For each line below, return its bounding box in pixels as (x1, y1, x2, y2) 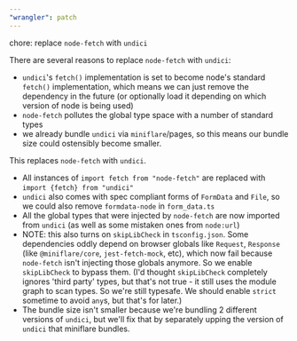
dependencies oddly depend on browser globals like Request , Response (21, 238, 281, 249)
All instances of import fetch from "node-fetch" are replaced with (21, 172, 266, 183)
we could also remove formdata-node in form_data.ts (21, 201, 215, 211)
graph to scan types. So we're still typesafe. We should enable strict (21, 285, 277, 296)
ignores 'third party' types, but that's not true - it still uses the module (21, 276, 277, 287)
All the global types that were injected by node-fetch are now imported (21, 210, 280, 220)
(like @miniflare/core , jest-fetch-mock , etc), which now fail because (21, 248, 273, 258)
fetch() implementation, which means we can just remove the (21, 81, 250, 91)
